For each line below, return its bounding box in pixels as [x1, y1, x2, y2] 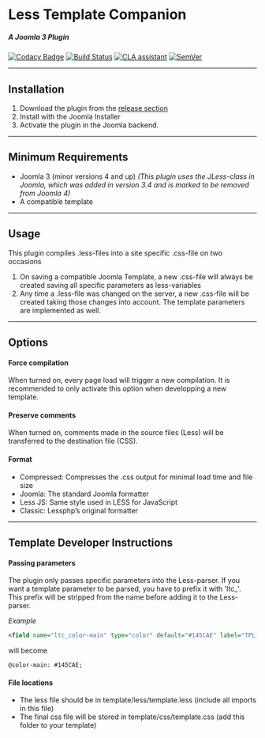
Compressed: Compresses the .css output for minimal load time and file [19, 472, 253, 482]
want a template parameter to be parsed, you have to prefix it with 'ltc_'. [8, 584, 242, 594]
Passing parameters [8, 558, 77, 567]
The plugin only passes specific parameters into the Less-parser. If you [8, 576, 241, 585]
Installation [8, 82, 65, 96]
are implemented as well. [19, 305, 101, 315]
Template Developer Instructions [8, 536, 174, 549]
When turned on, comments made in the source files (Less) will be [8, 428, 224, 437]
